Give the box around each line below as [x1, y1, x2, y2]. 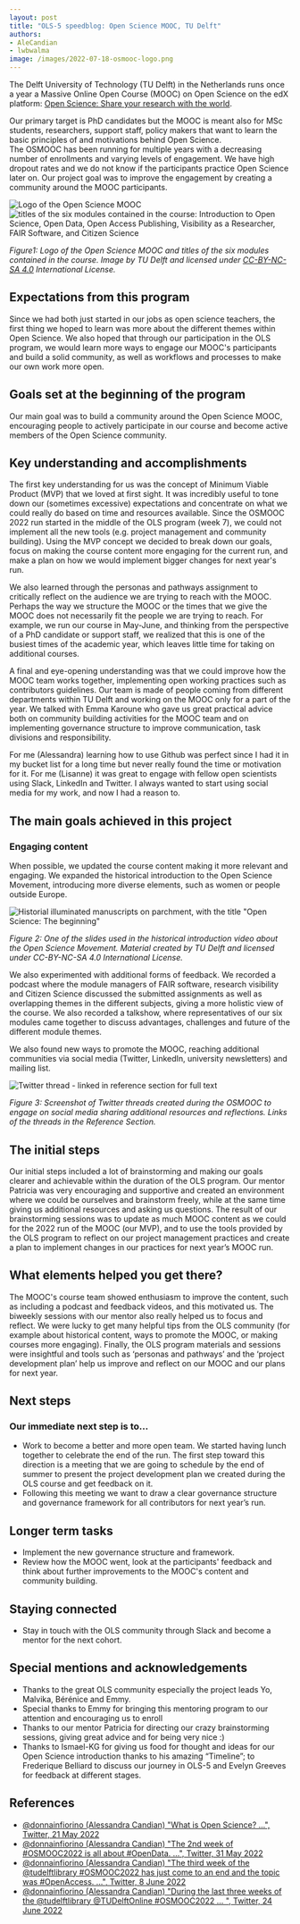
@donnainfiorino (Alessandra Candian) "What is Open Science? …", [21, 1819, 271, 1830]
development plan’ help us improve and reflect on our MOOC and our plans [9, 1357, 286, 1368]
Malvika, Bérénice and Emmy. [21, 1693, 131, 1704]
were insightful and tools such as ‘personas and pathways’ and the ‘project [9, 1348, 285, 1359]
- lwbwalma [9, 46, 50, 55]
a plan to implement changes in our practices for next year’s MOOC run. [9, 1241, 274, 1252]
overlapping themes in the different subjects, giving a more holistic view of [9, 998, 284, 1009]
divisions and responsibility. [9, 732, 112, 743]
